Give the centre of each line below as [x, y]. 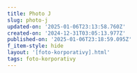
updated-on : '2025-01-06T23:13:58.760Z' [67, 26]
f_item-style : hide [35, 46]
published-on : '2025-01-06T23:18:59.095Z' [70, 40]
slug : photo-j [28, 20]
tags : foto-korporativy [42, 59]
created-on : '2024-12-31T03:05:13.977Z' [67, 33]
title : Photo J [29, 14]
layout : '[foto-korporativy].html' [59, 53]
